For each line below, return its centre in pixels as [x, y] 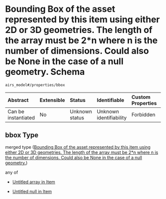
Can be [16, 111]
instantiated [21, 118]
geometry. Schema [45, 72]
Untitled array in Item [34, 182]
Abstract [18, 100]
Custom [141, 97]
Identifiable [110, 100]
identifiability [112, 118]
